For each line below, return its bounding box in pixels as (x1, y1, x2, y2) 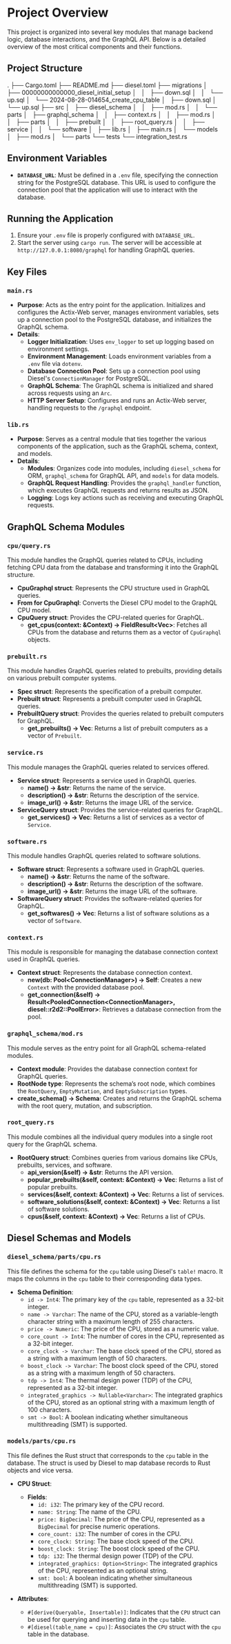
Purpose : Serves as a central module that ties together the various (17, 435, 207, 444)
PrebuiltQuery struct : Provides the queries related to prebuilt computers (17, 709, 224, 718)
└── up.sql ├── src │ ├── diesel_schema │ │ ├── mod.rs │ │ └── (7, 102, 218, 111)
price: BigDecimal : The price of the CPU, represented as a (37, 1515, 205, 1523)
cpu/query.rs (7, 542, 51, 549)
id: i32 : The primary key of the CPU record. (37, 1500, 164, 1508)
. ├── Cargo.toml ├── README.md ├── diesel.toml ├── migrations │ (7, 81, 208, 89)
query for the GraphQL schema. (7, 1140, 98, 1148)
